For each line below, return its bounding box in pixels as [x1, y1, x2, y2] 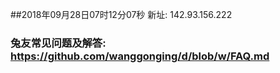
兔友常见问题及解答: [10, 36, 107, 50]
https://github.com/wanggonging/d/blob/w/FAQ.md [10, 49, 270, 63]
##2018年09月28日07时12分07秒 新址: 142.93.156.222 [10, 9, 233, 20]
